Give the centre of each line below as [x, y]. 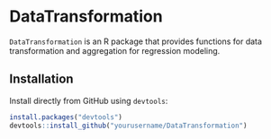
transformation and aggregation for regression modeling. [115, 50]
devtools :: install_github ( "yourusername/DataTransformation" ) [128, 126]
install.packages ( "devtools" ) [66, 117]
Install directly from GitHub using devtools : [89, 100]
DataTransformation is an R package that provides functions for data [136, 41]
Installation [41, 79]
